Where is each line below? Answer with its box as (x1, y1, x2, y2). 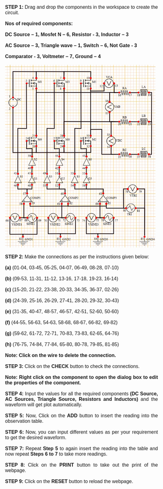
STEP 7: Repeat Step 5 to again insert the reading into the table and (5, 446, 159, 451)
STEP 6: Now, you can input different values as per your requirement (5, 429, 159, 435)
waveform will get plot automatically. (5, 402, 82, 408)
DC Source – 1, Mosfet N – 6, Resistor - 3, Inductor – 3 (5, 32, 129, 38)
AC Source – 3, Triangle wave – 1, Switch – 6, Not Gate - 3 (5, 43, 137, 48)
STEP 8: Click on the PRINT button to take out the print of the (5, 462, 159, 468)
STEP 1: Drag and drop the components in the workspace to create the (5, 4, 158, 10)
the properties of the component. (5, 380, 81, 386)
